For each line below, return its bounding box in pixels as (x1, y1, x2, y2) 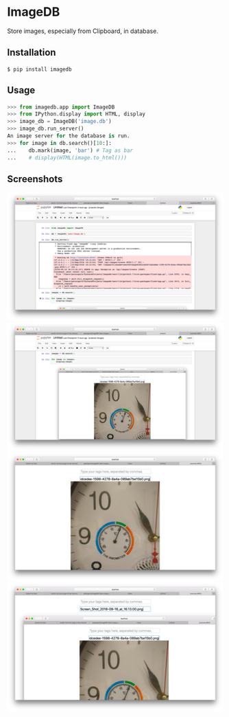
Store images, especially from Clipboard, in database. (7, 27, 159, 35)
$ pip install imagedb (7, 66, 72, 73)
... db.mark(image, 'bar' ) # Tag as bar (7, 147, 134, 154)
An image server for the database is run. (7, 133, 130, 139)
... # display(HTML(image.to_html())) (7, 154, 128, 161)
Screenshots (7, 173, 63, 185)
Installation (7, 47, 56, 58)
